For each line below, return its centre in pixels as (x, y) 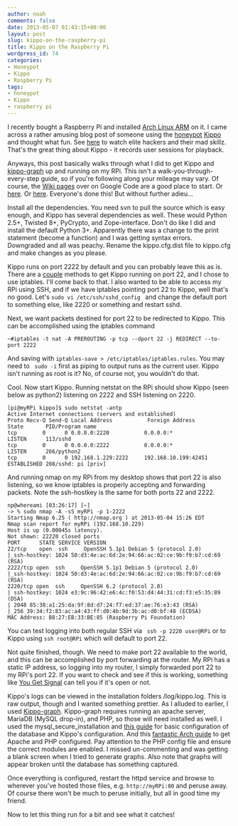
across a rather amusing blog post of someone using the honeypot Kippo (114, 134)
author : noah (27, 14)
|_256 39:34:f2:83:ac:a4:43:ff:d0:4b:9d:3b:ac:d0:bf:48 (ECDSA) (104, 611)
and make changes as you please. (57, 253)
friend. (17, 800)
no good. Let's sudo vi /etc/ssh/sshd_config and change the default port (117, 297)
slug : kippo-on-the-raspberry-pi (57, 41)
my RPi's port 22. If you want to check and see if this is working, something (118, 674)
